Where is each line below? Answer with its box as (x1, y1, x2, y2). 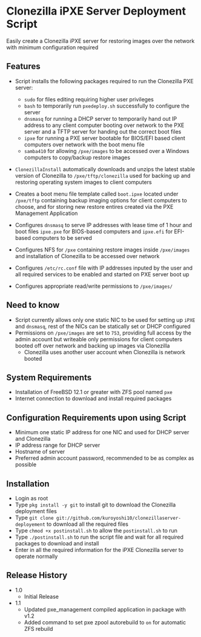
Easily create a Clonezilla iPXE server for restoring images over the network (6, 37, 195, 44)
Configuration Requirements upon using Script (6, 412, 186, 423)
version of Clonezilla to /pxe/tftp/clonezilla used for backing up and (15, 172, 191, 179)
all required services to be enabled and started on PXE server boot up (15, 270, 189, 278)
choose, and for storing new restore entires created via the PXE (15, 203, 174, 210)
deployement (15, 522, 45, 528)
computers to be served (32, 234, 92, 241)
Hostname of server (15, 448, 65, 455)
